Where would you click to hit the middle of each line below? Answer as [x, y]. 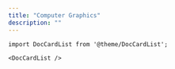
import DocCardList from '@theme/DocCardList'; [88, 44]
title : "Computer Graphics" [55, 15]
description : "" [35, 23]
